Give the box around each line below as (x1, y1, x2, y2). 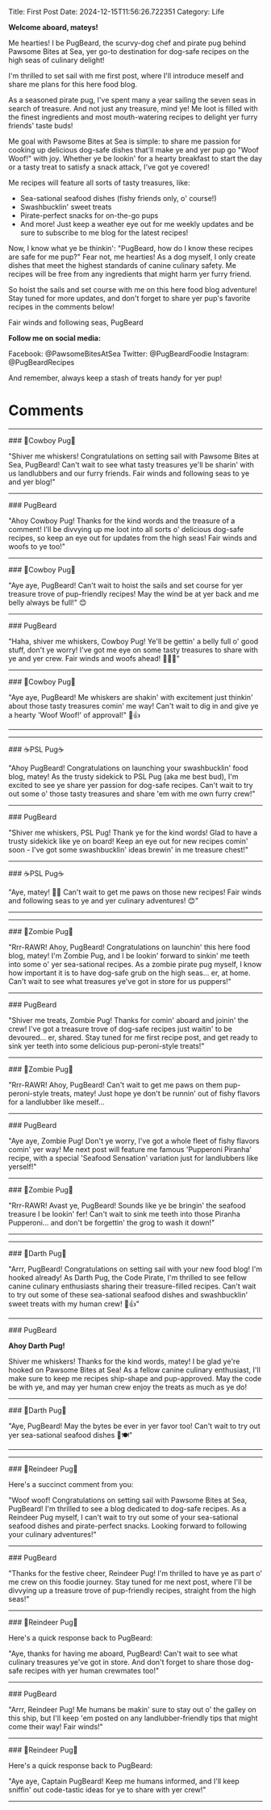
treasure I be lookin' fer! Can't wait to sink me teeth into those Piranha (8, 1209, 240, 1218)
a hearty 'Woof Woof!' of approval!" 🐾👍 (8, 710, 141, 719)
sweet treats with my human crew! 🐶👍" (8, 1299, 140, 1309)
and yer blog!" (8, 476, 56, 487)
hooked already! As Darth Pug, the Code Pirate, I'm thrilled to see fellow (8, 1272, 248, 1282)
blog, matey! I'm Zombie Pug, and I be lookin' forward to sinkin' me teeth (8, 950, 250, 960)
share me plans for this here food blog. (8, 80, 138, 89)
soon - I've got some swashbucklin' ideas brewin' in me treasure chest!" (8, 844, 248, 854)
